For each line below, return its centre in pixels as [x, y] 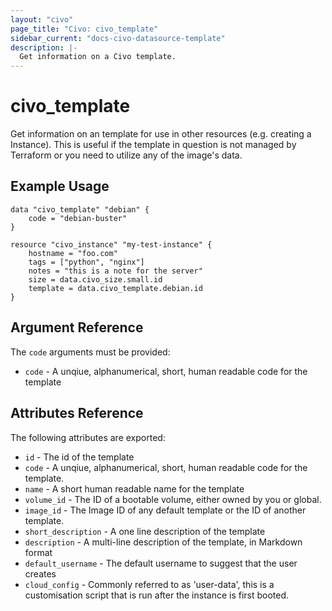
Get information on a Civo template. [98, 57]
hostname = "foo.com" [73, 253]
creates [40, 573]
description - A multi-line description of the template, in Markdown [163, 542]
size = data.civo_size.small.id [95, 279]
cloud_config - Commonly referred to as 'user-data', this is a [149, 584]
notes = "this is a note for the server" [115, 271]
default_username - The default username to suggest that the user [161, 563]
